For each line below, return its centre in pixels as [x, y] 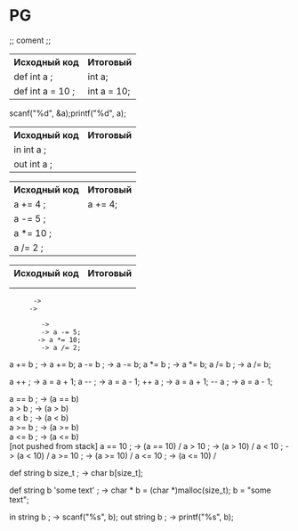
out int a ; [33, 164]
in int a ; [30, 150]
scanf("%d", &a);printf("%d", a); [68, 113]
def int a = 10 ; [44, 91]
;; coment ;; [30, 40]
